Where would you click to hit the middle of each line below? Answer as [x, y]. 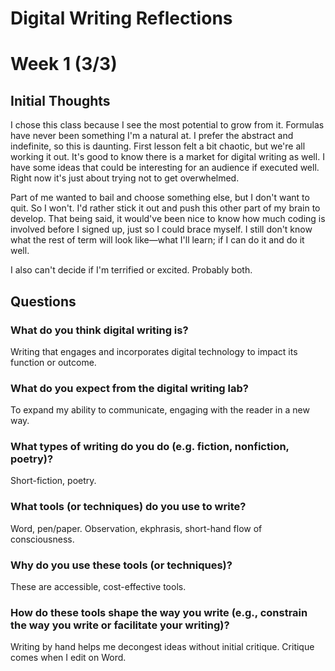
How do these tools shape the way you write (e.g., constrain [159, 612]
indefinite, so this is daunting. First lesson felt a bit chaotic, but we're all [158, 146]
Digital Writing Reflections [121, 18]
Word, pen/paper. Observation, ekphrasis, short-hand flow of [136, 528]
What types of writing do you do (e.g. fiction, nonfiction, [150, 447]
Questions [43, 301]
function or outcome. [53, 362]
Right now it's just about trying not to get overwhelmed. [125, 178]
